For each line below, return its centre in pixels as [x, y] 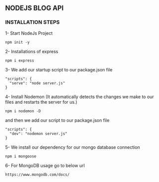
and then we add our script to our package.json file [57, 120]
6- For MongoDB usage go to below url [45, 165]
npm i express [20, 61]
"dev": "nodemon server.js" [39, 133]
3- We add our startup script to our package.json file [59, 69]
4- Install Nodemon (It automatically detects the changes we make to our [80, 97]
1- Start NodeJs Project [29, 33]
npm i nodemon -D [23, 111]
